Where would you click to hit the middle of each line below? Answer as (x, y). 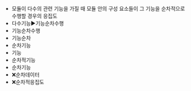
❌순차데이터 (25, 75)
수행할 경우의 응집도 (34, 16)
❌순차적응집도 (28, 82)
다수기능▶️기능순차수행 (38, 23)
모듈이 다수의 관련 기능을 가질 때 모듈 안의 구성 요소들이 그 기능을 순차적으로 (98, 9)
